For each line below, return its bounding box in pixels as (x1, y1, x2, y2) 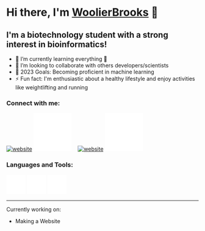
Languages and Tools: (6, 160, 73, 169)
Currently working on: (6, 205, 61, 213)
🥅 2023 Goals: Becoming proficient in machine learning (15, 68, 154, 75)
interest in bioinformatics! (6, 39, 107, 49)
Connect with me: (6, 98, 60, 107)
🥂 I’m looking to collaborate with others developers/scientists (15, 62, 169, 69)
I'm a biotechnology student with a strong (6, 30, 169, 40)
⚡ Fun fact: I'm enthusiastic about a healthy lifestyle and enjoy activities (15, 75, 195, 82)
